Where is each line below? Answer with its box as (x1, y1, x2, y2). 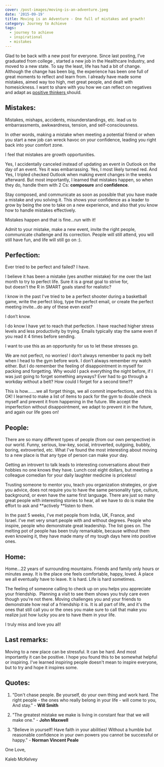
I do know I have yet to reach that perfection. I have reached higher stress (5, 323, 154, 329)
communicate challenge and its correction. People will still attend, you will (5, 231, 154, 237)
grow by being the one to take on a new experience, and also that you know (5, 202, 158, 208)
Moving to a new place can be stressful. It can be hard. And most (5, 648, 137, 655)
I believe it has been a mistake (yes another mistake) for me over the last (5, 274, 152, 280)
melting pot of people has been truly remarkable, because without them (5, 528, 150, 534)
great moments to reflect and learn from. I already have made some (5, 73, 141, 79)
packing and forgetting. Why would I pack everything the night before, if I (5, 368, 153, 374)
